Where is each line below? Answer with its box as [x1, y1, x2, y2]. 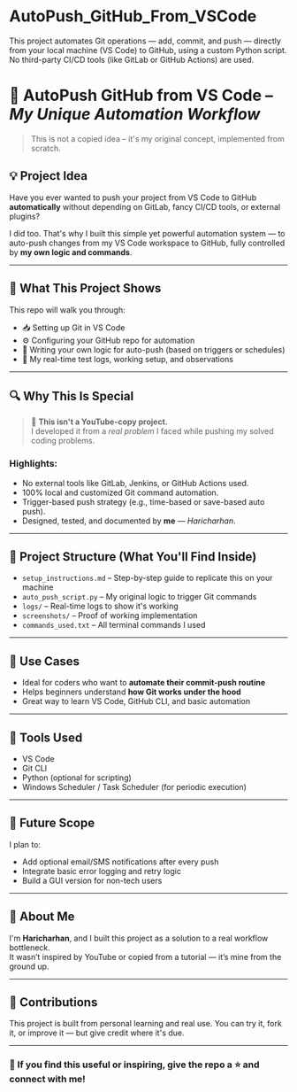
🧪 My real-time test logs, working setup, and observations [21, 353, 234, 364]
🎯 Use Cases [9, 654, 80, 669]
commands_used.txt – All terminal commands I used [21, 620, 206, 631]
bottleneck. [9, 941, 50, 953]
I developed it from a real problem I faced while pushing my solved [30, 426, 274, 437]
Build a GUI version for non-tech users [21, 875, 163, 886]
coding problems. [30, 436, 95, 446]
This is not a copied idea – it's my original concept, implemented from [30, 133, 285, 143]
